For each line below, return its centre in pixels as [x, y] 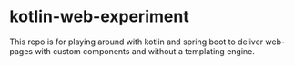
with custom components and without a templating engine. [145, 51]
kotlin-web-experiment [99, 17]
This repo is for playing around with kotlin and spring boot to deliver [137, 42]
